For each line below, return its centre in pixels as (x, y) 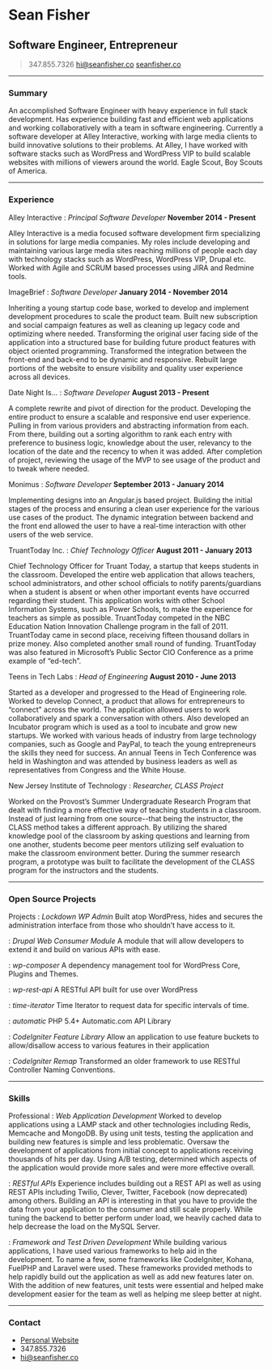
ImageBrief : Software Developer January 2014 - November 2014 (118, 292)
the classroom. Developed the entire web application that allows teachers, (132, 575)
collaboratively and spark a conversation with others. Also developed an (129, 718)
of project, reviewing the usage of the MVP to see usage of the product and (134, 459)
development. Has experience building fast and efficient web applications (131, 119)
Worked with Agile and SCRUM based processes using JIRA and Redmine (132, 267)
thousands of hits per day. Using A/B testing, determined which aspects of (133, 1159)
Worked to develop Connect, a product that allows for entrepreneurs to (127, 700)
